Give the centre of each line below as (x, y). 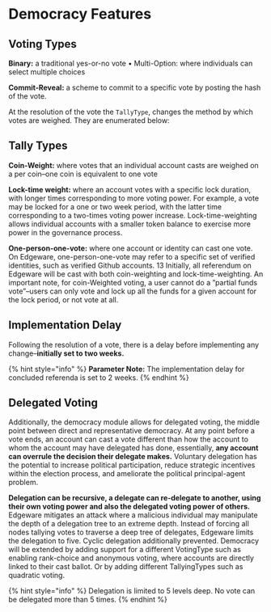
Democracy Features (80, 14)
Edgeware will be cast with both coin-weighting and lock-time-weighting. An (136, 274)
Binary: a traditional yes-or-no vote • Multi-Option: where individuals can (131, 63)
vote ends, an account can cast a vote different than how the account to (129, 439)
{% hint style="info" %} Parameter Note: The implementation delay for (127, 369)
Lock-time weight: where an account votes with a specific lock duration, (129, 189)
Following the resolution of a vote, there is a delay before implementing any (134, 344)
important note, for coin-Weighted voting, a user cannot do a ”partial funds (133, 282)
